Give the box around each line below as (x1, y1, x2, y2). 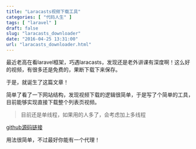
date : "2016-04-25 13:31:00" (6, 36, 78, 42)
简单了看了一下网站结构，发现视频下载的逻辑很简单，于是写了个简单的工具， (6, 91, 194, 98)
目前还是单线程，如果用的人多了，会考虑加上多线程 (20, 111, 146, 118)
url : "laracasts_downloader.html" (6, 42, 92, 48)
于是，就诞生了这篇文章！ (6, 78, 69, 86)
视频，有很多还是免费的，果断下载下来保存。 (11, 66, 121, 73)
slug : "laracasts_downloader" (6, 31, 81, 37)
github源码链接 (6, 124, 43, 131)
